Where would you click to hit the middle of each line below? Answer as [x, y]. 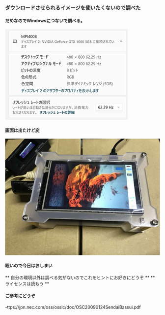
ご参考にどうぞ [20, 296]
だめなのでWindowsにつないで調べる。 [45, 20]
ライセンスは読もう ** [27, 283]
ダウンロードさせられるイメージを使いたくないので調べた [73, 7]
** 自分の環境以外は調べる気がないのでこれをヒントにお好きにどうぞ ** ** [80, 278]
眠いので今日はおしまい [29, 265]
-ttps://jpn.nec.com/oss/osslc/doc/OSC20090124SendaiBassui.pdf [73, 307]
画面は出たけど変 [22, 130]
